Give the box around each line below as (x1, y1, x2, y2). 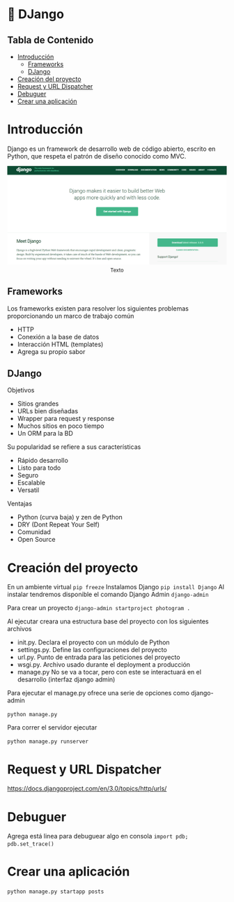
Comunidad (17, 528, 51, 536)
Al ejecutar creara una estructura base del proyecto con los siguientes (7, 617, 209, 626)
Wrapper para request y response (17, 415, 115, 423)
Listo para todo (17, 464, 61, 472)
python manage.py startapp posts (7, 888, 104, 896)
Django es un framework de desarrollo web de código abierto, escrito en (7, 145, 216, 153)
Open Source (17, 535, 56, 544)
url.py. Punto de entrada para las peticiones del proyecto (17, 653, 180, 662)
